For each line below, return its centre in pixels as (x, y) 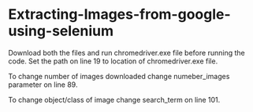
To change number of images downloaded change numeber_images (119, 76)
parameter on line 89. (43, 85)
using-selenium (61, 31)
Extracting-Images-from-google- (119, 14)
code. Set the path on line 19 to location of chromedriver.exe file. (113, 61)
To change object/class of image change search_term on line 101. (114, 99)
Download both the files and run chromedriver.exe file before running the (127, 52)
